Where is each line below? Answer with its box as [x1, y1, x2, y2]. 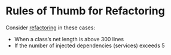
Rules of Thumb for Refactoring [5, 4, 165, 18]
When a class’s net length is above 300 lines [14, 35, 124, 42]
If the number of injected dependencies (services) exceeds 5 [14, 42, 165, 49]
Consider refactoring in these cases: [5, 24, 96, 31]
